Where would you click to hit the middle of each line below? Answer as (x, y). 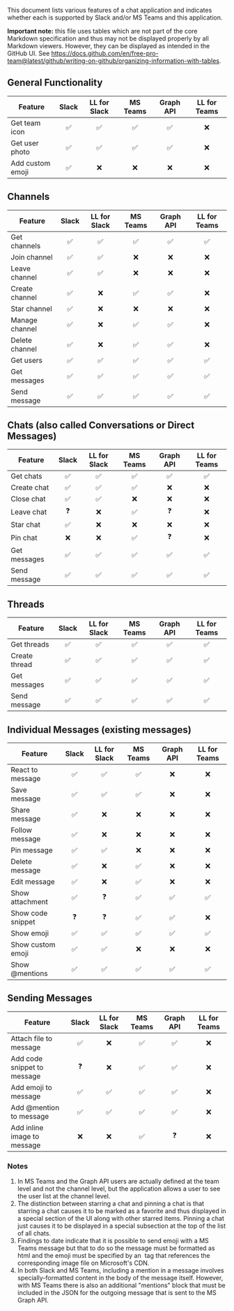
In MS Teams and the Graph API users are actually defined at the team (118, 1182)
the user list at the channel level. (64, 1196)
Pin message (32, 850)
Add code (27, 1059)
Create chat (30, 487)
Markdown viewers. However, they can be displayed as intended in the (109, 46)
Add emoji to (31, 1087)
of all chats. (34, 1233)
